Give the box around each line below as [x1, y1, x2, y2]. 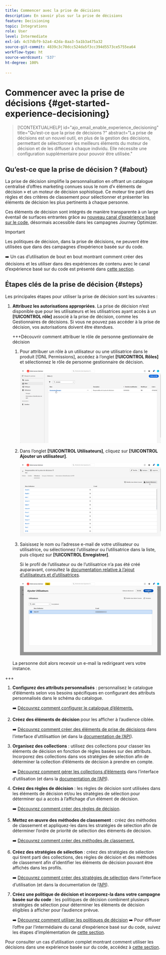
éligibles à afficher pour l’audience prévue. [12, 907, 99, 913]
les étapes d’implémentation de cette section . [12, 929, 105, 935]
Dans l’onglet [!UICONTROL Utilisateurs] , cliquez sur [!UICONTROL [19, 448, 158, 454]
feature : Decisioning [5, 18, 50, 23]
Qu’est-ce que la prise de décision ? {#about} [5, 165, 148, 174]
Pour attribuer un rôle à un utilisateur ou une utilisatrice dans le [19, 348, 148, 354]
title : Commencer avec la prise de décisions [5, 8, 100, 13]
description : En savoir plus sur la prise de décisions [5, 13, 123, 18]
